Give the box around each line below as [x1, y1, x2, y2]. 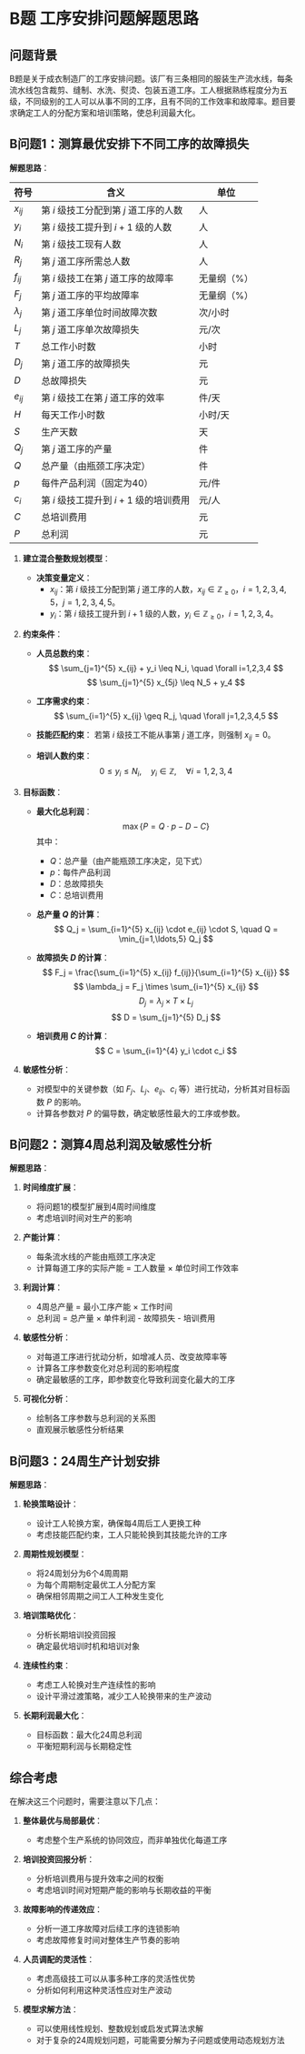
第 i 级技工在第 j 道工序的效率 [41, 391, 165, 404]
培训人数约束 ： [35, 750, 93, 761]
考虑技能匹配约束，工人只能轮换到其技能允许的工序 [35, 1529, 228, 1540]
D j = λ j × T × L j [138, 995, 193, 1008]
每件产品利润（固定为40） [41, 477, 153, 489]
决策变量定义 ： [35, 572, 93, 583]
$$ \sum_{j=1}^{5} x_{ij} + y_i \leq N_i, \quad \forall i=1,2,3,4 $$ [48, 663, 284, 674]
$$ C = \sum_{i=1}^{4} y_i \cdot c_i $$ [94, 1045, 238, 1056]
